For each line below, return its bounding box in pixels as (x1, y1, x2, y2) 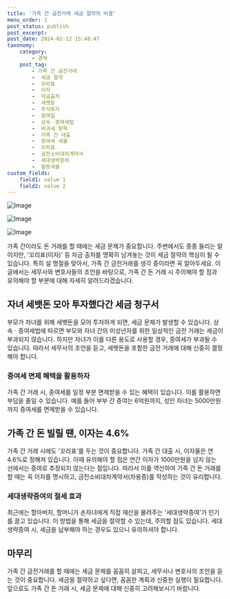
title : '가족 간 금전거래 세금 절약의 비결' (7, 10, 117, 17)
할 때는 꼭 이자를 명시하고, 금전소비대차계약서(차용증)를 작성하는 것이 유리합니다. (7, 473, 222, 481)
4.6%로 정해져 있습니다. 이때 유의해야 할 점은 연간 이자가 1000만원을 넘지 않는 (7, 455, 217, 464)
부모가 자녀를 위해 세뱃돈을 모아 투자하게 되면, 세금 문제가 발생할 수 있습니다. (7, 318, 212, 326)
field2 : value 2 (19, 183, 67, 190)
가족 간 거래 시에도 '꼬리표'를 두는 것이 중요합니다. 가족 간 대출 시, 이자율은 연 (7, 447, 214, 455)
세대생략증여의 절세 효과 (7, 492, 82, 501)
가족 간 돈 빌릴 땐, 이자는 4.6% (7, 427, 130, 439)
